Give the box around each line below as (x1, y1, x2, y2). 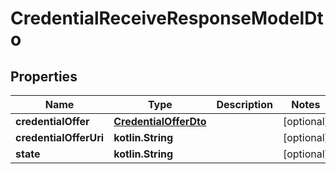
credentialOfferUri (15, 131, 105, 144)
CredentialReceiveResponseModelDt (10, 7, 324, 30)
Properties (10, 68, 78, 85)
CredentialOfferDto (113, 115, 207, 128)
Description (216, 98, 273, 111)
